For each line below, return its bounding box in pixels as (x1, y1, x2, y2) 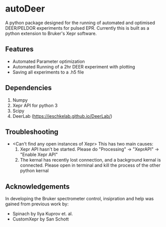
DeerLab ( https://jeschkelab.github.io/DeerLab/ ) (12, 113, 113, 119)
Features (5, 45, 34, 53)
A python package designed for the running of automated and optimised (5, 20, 155, 26)
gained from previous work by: (5, 201, 69, 207)
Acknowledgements (5, 182, 70, 191)
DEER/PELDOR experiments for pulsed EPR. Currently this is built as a (5, 25, 149, 31)
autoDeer (5, 3, 45, 15)
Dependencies (5, 84, 52, 92)
